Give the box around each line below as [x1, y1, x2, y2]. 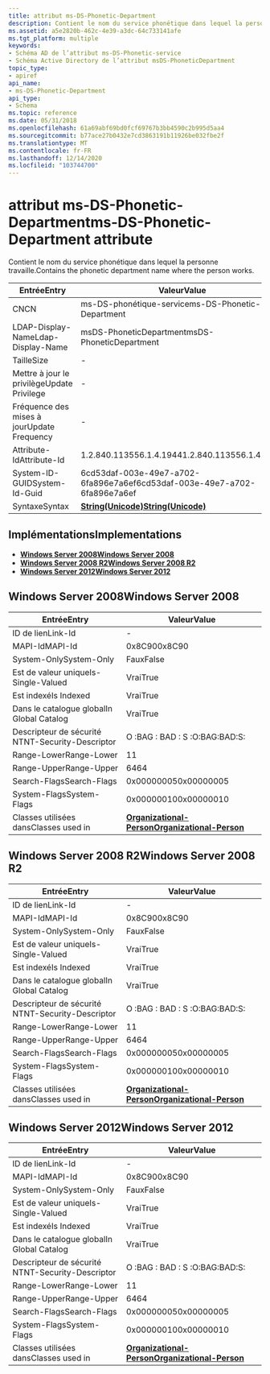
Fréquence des [12, 401, 70, 412]
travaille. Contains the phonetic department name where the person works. [8, 266, 255, 275]
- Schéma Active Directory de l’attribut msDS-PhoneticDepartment [8, 57, 235, 65]
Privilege [12, 388, 46, 399]
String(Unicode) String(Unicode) [80, 501, 207, 512]
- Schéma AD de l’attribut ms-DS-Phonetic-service [8, 49, 182, 57]
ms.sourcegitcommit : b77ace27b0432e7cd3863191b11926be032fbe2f [8, 131, 225, 139]
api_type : [8, 94, 42, 102]
